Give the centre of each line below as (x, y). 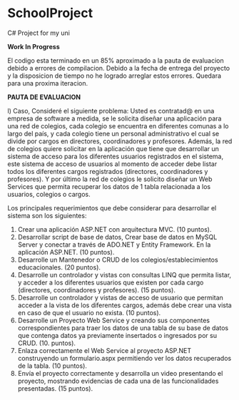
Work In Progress (34, 46)
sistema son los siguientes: (47, 215)
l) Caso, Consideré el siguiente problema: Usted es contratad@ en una (111, 111)
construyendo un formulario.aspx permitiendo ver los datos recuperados (124, 358)
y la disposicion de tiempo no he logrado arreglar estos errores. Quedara (115, 76)
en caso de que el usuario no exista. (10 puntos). (89, 312)
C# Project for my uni (39, 33)
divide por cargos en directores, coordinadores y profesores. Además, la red (120, 141)
